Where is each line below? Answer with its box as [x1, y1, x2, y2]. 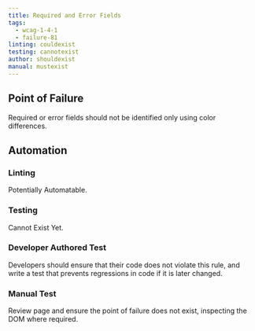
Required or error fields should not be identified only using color [8, 112, 216, 122]
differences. [8, 121, 47, 131]
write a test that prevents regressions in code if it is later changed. [8, 268, 223, 278]
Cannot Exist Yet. [8, 223, 65, 232]
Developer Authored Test [8, 242, 106, 253]
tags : [8, 19, 26, 27]
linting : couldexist [8, 41, 76, 49]
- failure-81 [15, 33, 58, 42]
